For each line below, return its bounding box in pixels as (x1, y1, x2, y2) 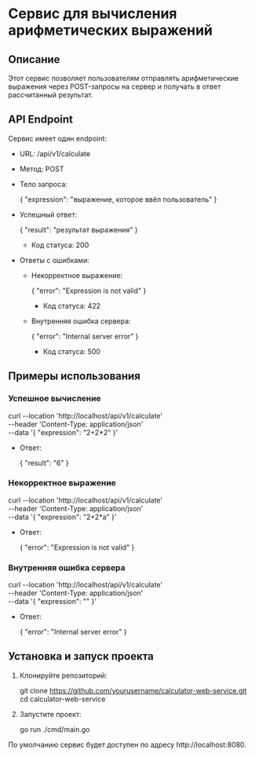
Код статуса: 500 (42, 346, 100, 356)
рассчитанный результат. (8, 90, 93, 99)
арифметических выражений (8, 21, 213, 39)
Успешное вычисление (8, 393, 101, 404)
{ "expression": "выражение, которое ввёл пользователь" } (19, 194, 217, 204)
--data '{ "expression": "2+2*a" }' (8, 512, 117, 521)
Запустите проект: (19, 709, 82, 719)
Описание (8, 53, 60, 66)
